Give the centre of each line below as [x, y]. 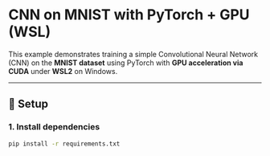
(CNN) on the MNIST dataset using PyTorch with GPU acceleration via [126, 63]
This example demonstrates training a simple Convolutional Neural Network [133, 54]
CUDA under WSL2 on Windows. [63, 71]
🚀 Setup [29, 104]
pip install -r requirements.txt [64, 144]
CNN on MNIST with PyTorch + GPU [129, 15]
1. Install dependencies [54, 127]
